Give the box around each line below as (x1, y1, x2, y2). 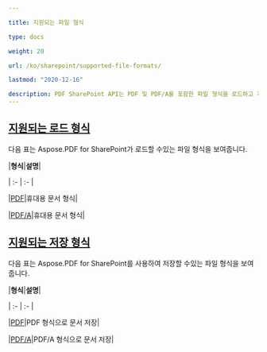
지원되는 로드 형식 (8, 122, 91, 135)
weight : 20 (8, 47, 44, 56)
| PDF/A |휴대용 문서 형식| (8, 210, 85, 219)
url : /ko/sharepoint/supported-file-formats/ (8, 61, 161, 70)
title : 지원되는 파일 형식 (8, 18, 84, 26)
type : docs (8, 33, 44, 41)
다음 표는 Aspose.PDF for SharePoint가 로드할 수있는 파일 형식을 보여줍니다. (8, 144, 248, 153)
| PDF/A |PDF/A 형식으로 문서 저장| (8, 335, 114, 344)
